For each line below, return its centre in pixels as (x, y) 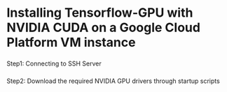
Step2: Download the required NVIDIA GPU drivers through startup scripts (113, 81)
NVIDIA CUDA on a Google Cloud (104, 28)
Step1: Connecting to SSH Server (54, 63)
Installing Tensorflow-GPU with (100, 13)
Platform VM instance (71, 43)
